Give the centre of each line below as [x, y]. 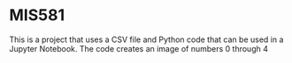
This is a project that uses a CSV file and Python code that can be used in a [146, 39]
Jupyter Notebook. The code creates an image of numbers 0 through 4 [138, 48]
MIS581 [37, 15]
